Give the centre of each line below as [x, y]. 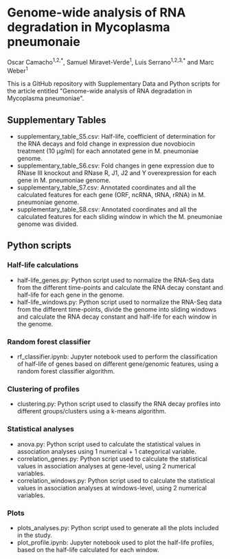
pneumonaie [44, 42]
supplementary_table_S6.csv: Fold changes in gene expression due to [116, 166]
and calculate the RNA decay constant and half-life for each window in [117, 317]
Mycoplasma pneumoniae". [46, 98]
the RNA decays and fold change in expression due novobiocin [106, 144]
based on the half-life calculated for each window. [88, 549]
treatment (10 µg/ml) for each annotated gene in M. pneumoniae [108, 151]
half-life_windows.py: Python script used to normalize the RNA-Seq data [119, 302]
